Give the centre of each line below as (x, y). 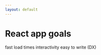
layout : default (21, 9)
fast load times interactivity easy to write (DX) (51, 47)
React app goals (38, 33)
